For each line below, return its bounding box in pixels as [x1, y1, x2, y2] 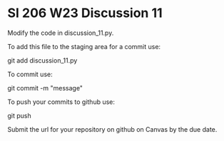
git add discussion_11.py [7, 56, 78, 65]
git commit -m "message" [7, 83, 83, 92]
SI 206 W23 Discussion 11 [7, 5, 163, 21]
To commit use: [7, 70, 53, 78]
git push [7, 111, 32, 120]
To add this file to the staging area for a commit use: [7, 42, 161, 51]
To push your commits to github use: [7, 98, 116, 106]
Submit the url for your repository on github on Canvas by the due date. [7, 125, 218, 133]
